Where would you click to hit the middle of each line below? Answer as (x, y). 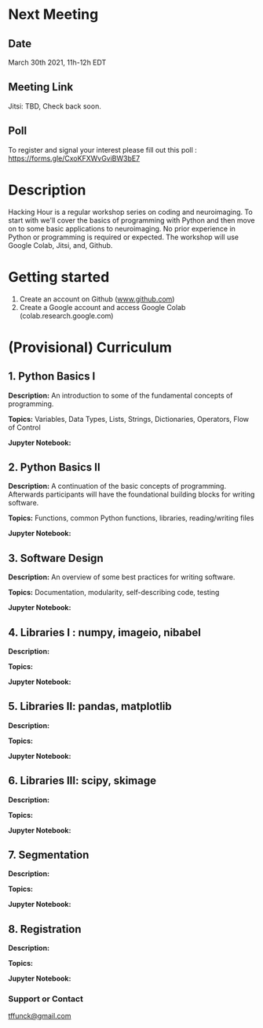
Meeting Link (41, 87)
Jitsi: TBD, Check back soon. (55, 106)
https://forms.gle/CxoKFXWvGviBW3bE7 (74, 158)
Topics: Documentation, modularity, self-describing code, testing (114, 593)
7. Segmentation (49, 854)
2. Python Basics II (54, 467)
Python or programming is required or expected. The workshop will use (124, 237)
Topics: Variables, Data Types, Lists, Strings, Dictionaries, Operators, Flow (129, 419)
